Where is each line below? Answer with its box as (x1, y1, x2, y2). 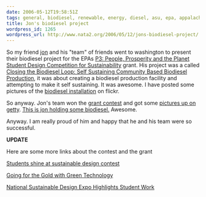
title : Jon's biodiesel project (6, 20, 89, 26)
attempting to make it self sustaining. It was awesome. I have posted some (6, 81, 194, 89)
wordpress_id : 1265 (6, 26, 56, 32)
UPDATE (6, 136, 28, 144)
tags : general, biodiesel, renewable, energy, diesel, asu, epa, (6, 15, 177, 21)
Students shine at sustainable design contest (6, 160, 120, 167)
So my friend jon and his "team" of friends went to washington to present (6, 48, 191, 56)
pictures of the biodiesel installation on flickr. (6, 87, 120, 95)
